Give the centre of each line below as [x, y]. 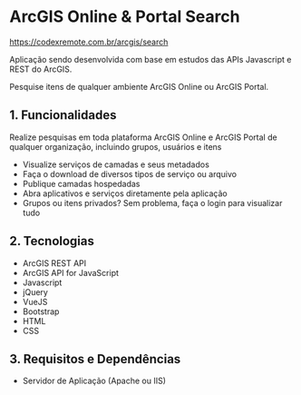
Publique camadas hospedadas [81, 183]
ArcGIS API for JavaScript [71, 272]
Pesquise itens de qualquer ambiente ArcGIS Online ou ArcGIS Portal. [139, 86]
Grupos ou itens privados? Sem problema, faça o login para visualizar [152, 202]
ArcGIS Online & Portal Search [125, 17]
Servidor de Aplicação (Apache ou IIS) [94, 381]
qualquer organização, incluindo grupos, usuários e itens [116, 146]
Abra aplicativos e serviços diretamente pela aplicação [125, 193]
